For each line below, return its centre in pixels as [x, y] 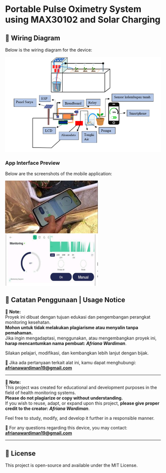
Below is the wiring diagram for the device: [49, 50]
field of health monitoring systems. [41, 393]
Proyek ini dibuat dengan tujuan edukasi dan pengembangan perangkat [78, 317]
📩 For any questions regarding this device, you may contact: [66, 428]
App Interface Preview [33, 163]
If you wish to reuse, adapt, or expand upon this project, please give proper [82, 404]
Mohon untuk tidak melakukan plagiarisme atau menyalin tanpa [72, 328]
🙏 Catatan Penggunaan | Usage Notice [65, 300]
